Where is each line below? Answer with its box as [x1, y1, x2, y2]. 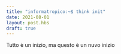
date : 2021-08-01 [6, 14, 50, 20]
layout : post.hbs [6, 20, 50, 26]
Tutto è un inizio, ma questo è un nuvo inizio [6, 42, 115, 49]
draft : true [6, 25, 36, 31]
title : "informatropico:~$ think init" [6, 8, 106, 15]
